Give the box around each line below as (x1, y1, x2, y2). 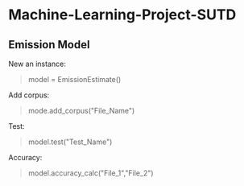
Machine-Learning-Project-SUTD (8, 6, 237, 24)
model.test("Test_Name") (27, 137, 113, 147)
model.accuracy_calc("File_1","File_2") (27, 168, 155, 178)
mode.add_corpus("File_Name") (27, 106, 135, 115)
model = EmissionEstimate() (27, 75, 122, 84)
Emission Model (8, 38, 90, 52)
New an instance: (8, 59, 66, 68)
